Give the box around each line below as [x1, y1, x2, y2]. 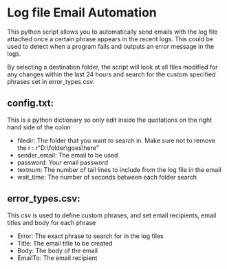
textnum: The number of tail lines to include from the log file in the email [17, 165, 221, 173]
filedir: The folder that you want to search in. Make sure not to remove [17, 136, 215, 144]
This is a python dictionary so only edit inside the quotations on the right [7, 116, 213, 124]
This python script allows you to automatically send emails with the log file [7, 28, 218, 36]
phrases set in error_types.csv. [7, 77, 95, 85]
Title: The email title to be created [17, 239, 113, 247]
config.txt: [7, 98, 54, 109]
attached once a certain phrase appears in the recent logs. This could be [7, 34, 214, 43]
